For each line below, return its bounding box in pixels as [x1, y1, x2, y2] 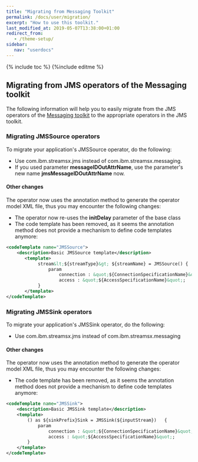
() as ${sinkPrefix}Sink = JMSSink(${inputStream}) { [27, 417, 167, 423]
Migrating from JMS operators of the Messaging [6, 80, 187, 90]
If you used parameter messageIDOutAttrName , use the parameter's [14, 163, 184, 171]
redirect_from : [6, 31, 44, 37]
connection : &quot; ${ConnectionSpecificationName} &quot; [48, 428, 194, 434]
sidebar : [6, 42, 28, 48]
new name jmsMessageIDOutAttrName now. [14, 169, 126, 177]
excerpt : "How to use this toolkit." [6, 19, 99, 25]
